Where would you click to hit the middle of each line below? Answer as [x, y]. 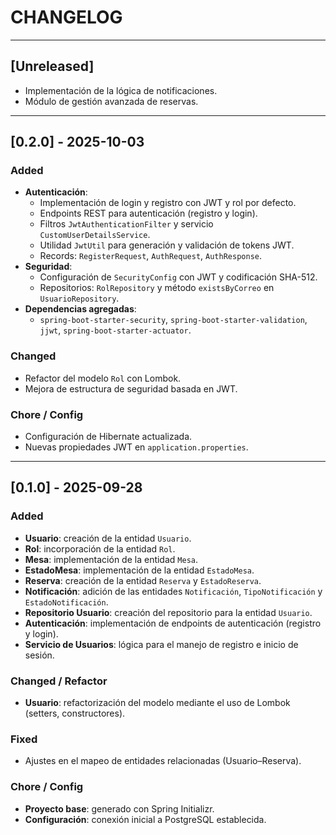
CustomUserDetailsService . [95, 235]
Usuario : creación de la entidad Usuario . [108, 538]
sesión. [39, 655]
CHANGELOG [66, 17]
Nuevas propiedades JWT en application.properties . [136, 447]
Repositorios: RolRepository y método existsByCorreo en [157, 288]
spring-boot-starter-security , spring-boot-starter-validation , [173, 320]
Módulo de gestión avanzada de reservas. [111, 101]
